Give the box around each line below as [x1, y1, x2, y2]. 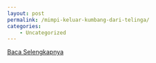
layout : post [7, 10, 45, 17]
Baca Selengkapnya [7, 48, 64, 56]
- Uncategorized [19, 29, 67, 36]
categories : [7, 23, 41, 29]
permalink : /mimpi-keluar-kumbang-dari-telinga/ [7, 16, 150, 23]
